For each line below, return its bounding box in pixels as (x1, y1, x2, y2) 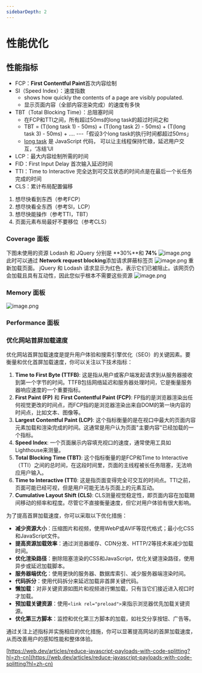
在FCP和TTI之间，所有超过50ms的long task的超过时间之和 (23, 116, 169, 123)
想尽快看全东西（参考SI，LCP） (14, 203, 94, 210)
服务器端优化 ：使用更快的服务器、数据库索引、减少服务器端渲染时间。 (14, 570, 189, 577)
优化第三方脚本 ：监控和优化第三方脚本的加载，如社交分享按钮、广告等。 (14, 615, 194, 622)
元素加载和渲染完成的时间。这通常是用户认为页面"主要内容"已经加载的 (14, 424, 189, 431)
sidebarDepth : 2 (6, 8, 47, 15)
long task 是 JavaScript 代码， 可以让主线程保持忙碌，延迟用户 (23, 137, 179, 144)
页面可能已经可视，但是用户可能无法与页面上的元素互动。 (14, 484, 158, 491)
